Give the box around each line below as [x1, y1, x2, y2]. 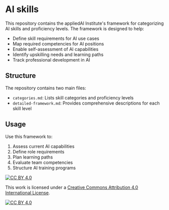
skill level [12, 105, 32, 112]
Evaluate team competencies [12, 159, 73, 165]
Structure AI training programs [12, 165, 76, 171]
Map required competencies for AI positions [12, 40, 104, 46]
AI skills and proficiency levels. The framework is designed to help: [5, 25, 144, 31]
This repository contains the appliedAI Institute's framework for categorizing [5, 20, 164, 26]
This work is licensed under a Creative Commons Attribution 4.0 [5, 184, 139, 190]
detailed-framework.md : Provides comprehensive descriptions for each [12, 100, 160, 106]
